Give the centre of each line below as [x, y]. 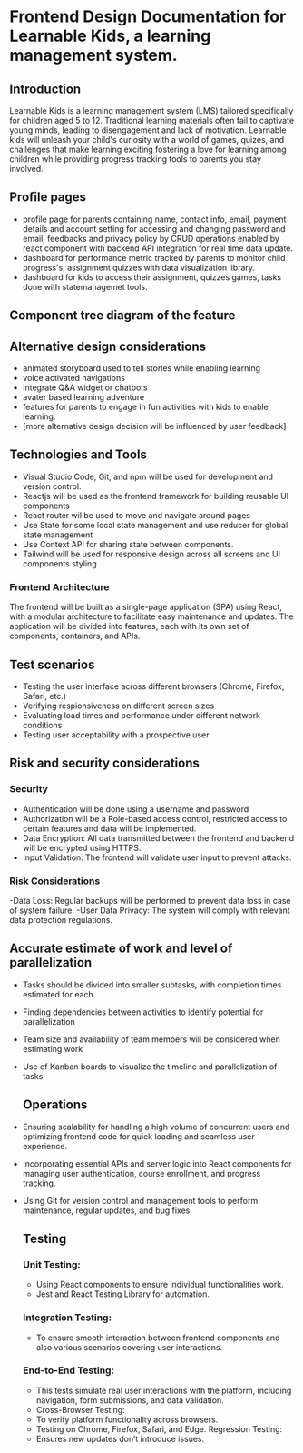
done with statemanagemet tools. [85, 286]
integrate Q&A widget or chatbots [85, 387]
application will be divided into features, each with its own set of [129, 626]
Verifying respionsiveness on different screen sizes [118, 706]
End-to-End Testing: [68, 1370]
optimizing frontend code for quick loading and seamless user [139, 1136]
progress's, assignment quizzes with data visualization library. [139, 267]
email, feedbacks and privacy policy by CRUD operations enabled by [151, 238]
